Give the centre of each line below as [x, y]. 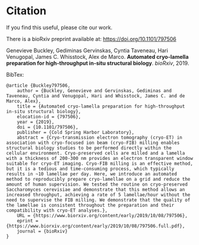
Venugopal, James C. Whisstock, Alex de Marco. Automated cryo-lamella [97, 56]
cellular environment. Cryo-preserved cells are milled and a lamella [96, 153]
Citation [26, 11]
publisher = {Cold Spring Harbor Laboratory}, [76, 132]
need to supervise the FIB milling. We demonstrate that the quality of [98, 200]
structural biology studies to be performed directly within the [89, 148]
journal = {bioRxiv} [42, 231]
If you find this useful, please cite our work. [59, 27]
